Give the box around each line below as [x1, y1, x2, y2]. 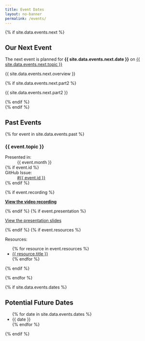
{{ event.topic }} [5, 143, 44, 150]
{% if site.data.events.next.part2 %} [5, 81, 76, 86]
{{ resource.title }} [12, 251, 48, 257]
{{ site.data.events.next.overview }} [5, 71, 76, 77]
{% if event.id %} [5, 164, 40, 170]
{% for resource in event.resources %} [12, 246, 89, 252]
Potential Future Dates [5, 298, 73, 307]
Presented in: [5, 154, 31, 160]
